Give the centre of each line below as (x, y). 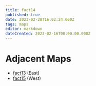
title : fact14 (21, 10)
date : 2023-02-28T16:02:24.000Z (40, 19)
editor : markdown (24, 29)
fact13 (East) (26, 73)
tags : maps (17, 24)
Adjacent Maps (38, 59)
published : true (23, 15)
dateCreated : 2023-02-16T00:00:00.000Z (48, 34)
